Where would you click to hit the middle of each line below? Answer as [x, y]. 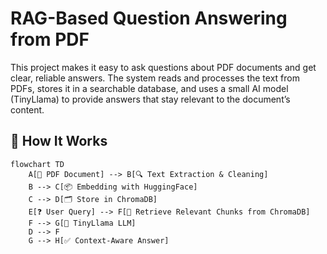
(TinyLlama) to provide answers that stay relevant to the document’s [150, 99]
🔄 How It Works [59, 141]
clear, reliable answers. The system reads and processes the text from [155, 78]
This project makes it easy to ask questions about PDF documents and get [163, 67]
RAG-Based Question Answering [149, 18]
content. [27, 109]
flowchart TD [37, 164]
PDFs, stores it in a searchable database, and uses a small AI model [149, 88]
